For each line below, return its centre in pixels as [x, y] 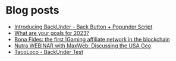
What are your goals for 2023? [52, 33]
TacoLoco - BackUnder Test [49, 52]
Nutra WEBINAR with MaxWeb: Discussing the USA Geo [83, 46]
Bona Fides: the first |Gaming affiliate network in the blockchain [92, 39]
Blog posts [32, 10]
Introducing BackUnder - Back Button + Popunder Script [83, 27]
